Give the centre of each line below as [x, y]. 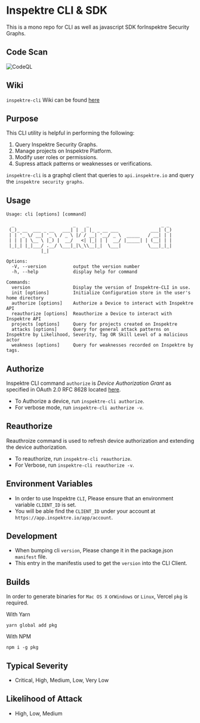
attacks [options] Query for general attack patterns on [90, 330]
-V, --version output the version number [76, 267]
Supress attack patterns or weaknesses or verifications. [84, 164]
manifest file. [31, 557]
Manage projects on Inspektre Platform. [63, 151]
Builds [18, 582]
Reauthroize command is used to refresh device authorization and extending [100, 441]
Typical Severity [37, 666]
